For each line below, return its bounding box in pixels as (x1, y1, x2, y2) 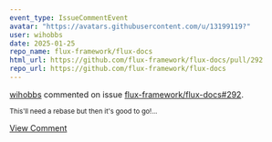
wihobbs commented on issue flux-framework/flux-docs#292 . (9, 88, 245, 100)
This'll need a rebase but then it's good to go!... (9, 106, 158, 116)
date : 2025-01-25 (9, 38, 76, 48)
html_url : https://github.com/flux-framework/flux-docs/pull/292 (9, 56, 263, 65)
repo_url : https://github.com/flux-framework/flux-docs (9, 65, 226, 74)
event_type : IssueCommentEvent (9, 13, 129, 23)
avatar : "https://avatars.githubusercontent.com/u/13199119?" (9, 22, 251, 31)
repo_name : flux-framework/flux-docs (9, 47, 153, 56)
